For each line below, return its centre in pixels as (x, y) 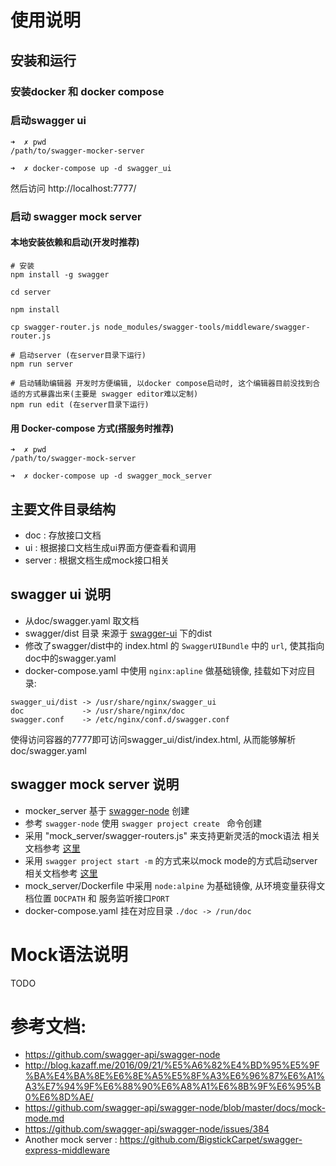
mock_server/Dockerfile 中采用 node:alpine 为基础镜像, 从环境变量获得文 (175, 885)
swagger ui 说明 (61, 594)
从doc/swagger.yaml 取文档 (82, 620)
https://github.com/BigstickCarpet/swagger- (211, 1140)
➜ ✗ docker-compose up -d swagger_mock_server (111, 476)
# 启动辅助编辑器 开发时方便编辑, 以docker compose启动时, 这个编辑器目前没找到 (161, 383)
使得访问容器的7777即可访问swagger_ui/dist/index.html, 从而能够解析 (153, 739)
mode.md (44, 1118)
